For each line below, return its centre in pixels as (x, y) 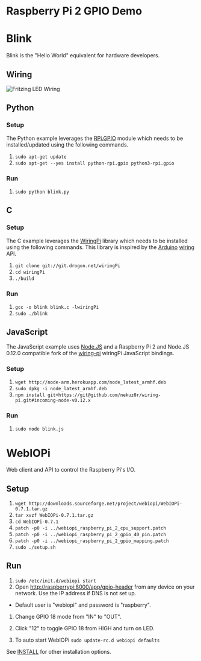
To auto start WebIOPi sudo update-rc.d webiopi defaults (87, 640)
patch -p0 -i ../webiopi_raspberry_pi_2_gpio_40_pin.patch (91, 535)
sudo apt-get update (41, 157)
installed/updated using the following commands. (67, 144)
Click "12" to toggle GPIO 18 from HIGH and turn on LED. (85, 628)
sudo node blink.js (39, 429)
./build (24, 279)
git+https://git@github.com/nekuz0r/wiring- (104, 395)
